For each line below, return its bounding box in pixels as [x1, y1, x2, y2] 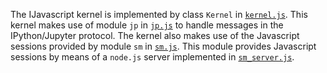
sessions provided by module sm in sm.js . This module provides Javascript [10, 40, 317, 52]
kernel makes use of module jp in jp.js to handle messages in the [10, 19, 284, 31]
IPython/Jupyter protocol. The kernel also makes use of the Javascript [10, 30, 300, 41]
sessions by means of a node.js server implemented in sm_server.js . [10, 51, 295, 63]
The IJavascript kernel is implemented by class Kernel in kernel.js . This [10, 9, 308, 20]
